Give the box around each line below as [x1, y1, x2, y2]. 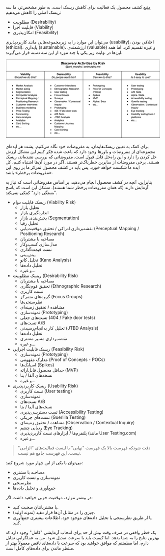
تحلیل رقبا [20, 220, 38, 226]
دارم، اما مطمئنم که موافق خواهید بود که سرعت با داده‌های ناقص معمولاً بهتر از [5, 540, 149, 546]
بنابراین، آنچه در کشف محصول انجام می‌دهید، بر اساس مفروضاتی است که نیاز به [5, 179, 153, 185]
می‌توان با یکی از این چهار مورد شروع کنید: [5, 459, 83, 466]
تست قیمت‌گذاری [20, 246, 52, 252]
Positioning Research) [20, 231, 65, 237]
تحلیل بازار [20, 204, 40, 210]
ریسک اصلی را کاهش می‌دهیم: [5, 9, 61, 15]
